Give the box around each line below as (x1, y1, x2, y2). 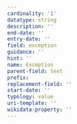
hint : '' (7, 55, 32, 62)
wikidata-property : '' (7, 106, 72, 113)
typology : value (7, 94, 54, 101)
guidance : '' (7, 49, 45, 56)
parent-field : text (7, 68, 63, 74)
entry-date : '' (7, 36, 51, 43)
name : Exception (7, 61, 54, 68)
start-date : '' (7, 87, 51, 94)
